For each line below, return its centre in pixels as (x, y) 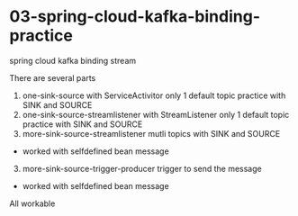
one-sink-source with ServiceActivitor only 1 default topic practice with (154, 95)
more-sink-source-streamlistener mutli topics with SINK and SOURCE (151, 133)
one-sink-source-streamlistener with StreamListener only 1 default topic (156, 114)
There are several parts (53, 77)
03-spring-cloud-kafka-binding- (135, 17)
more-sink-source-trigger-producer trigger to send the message (142, 168)
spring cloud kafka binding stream (73, 60)
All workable (32, 203)
